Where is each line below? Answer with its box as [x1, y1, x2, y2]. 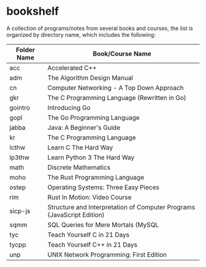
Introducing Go [47, 103, 91, 111]
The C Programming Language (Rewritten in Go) [47, 93, 187, 102]
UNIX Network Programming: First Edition [47, 250, 167, 258]
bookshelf [6, 4, 59, 18]
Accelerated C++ [47, 63, 97, 72]
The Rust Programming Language [47, 173, 145, 181]
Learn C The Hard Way [47, 143, 113, 151]
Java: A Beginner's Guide [47, 123, 121, 132]
